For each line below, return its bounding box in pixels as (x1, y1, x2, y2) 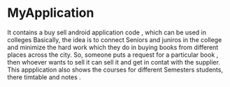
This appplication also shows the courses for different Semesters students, (7, 65, 224, 74)
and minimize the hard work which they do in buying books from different (7, 43, 219, 51)
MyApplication (7, 5, 94, 21)
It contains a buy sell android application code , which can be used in (7, 28, 207, 36)
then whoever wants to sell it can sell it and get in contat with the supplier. (7, 58, 220, 66)
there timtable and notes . (7, 72, 82, 81)
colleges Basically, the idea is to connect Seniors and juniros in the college (7, 35, 222, 43)
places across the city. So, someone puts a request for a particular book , (7, 51, 219, 59)
